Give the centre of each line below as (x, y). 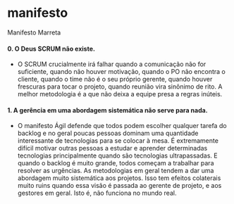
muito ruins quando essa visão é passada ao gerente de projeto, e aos (119, 186)
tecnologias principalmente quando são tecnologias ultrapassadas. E (117, 155)
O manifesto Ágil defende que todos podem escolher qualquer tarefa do (122, 126)
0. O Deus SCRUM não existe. (51, 49)
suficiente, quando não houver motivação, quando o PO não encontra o (121, 72)
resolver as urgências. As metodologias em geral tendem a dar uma (116, 171)
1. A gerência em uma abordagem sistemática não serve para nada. (107, 110)
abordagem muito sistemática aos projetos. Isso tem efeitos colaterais (119, 178)
